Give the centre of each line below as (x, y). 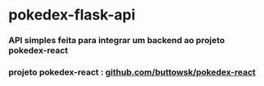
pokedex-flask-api (72, 15)
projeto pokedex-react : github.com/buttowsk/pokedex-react (132, 72)
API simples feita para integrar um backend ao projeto (117, 41)
